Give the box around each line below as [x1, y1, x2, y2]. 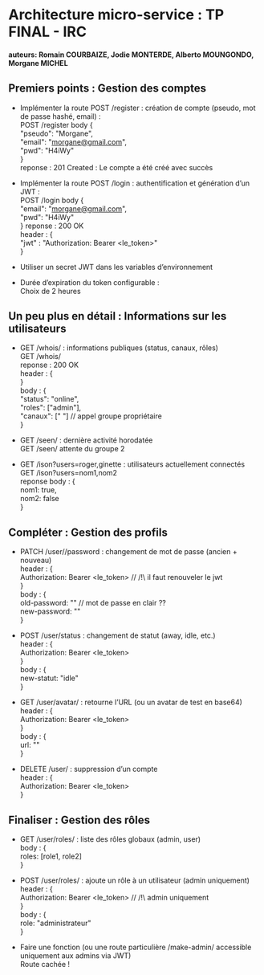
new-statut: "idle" [19, 673, 79, 683]
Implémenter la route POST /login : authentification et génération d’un [19, 178, 250, 188]
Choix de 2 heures [19, 286, 82, 296]
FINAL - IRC [8, 22, 87, 41]
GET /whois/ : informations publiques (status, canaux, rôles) [19, 343, 219, 353]
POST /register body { [19, 120, 94, 129]
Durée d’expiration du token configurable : [19, 277, 160, 287]
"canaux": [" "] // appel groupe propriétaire [19, 411, 162, 421]
